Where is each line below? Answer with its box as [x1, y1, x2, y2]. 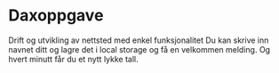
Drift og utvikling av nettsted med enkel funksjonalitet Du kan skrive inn [8, 35, 269, 45]
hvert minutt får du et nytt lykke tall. [8, 53, 139, 64]
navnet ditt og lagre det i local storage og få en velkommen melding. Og [8, 44, 271, 54]
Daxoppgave [8, 5, 104, 26]
